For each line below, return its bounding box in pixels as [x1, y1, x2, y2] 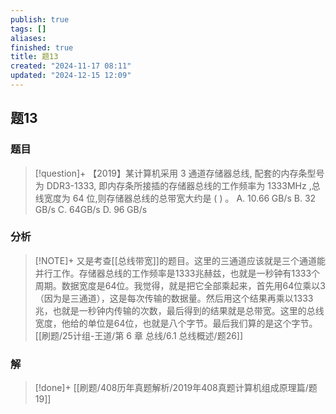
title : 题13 [10, 52, 59, 62]
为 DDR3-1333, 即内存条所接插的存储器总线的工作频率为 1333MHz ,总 [34, 179, 321, 191]
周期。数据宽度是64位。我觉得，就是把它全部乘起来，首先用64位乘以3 [34, 279, 326, 291]
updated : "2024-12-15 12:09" [10, 71, 132, 81]
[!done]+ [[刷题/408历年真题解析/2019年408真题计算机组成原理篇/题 [34, 382, 318, 394]
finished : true [10, 42, 74, 53]
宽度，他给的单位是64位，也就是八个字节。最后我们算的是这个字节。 [34, 317, 318, 329]
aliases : [10, 33, 47, 43]
